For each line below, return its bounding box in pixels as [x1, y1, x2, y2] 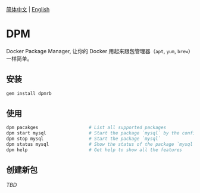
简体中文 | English [6, 6, 50, 13]
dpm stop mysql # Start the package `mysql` [6, 136, 161, 142]
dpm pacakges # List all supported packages [6, 125, 167, 131]
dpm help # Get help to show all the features [6, 146, 183, 153]
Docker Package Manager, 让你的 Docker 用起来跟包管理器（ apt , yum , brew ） [6, 47, 193, 54]
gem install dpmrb [6, 90, 52, 96]
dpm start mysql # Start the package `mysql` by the [6, 130, 180, 136]
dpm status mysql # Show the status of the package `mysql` [6, 142, 196, 148]
